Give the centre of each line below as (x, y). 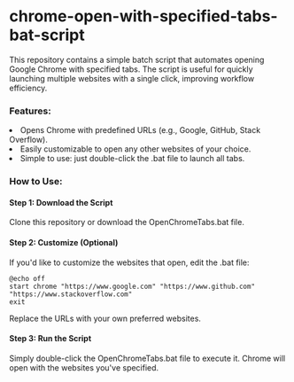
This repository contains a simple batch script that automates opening (137, 59)
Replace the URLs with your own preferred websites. (105, 318)
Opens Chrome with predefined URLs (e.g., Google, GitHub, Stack (141, 130)
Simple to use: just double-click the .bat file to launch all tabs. (133, 159)
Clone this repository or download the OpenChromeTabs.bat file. (127, 222)
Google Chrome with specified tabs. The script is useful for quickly (132, 69)
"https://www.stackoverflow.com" (71, 294)
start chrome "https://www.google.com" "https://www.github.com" (132, 286)
